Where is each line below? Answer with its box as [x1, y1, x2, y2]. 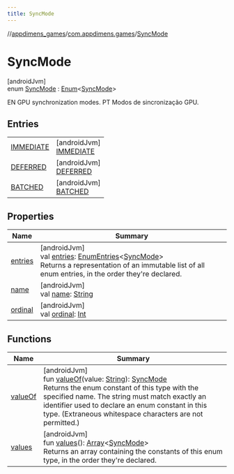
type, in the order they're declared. [42, 455, 157, 465]
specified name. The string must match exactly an [42, 392, 207, 401]
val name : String [40, 289, 94, 299]
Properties [7, 210, 54, 222]
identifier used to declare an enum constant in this [42, 401, 208, 410]
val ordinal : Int [40, 309, 86, 319]
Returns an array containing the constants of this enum [42, 447, 223, 456]
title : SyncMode [7, 10, 54, 17]
